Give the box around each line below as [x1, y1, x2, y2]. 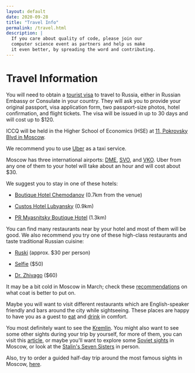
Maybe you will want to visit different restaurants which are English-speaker [6, 301, 189, 308]
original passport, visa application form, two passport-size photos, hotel [6, 103, 180, 110]
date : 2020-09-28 [6, 14, 49, 20]
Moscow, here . [6, 360, 42, 367]
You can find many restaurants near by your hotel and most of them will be [6, 225, 186, 232]
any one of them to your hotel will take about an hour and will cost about [6, 162, 180, 170]
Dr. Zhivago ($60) [14, 271, 58, 278]
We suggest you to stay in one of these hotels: [6, 179, 118, 187]
